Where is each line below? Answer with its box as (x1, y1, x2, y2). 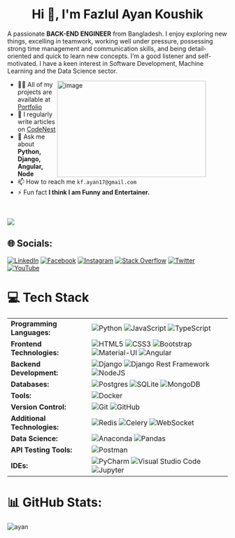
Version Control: (10, 402, 66, 412)
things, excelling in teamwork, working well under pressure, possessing (7, 36, 213, 45)
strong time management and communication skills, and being (7, 44, 187, 53)
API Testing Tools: (10, 445, 73, 455)
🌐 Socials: (7, 237, 53, 249)
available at (17, 95, 51, 104)
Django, (17, 154, 41, 163)
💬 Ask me (17, 132, 45, 141)
